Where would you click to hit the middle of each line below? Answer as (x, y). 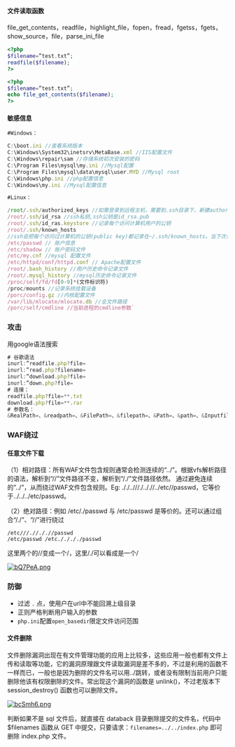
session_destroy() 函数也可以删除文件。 (64, 690)
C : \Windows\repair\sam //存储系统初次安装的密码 (73, 159)
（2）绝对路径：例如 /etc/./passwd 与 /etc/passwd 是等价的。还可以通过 (112, 511)
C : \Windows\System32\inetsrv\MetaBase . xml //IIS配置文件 (90, 153)
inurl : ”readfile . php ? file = (47, 364)
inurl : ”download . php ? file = (47, 377)
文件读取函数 (26, 11)
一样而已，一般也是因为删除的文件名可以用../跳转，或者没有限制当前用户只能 (117, 672)
